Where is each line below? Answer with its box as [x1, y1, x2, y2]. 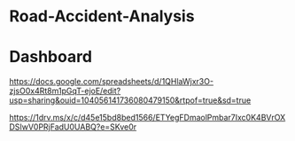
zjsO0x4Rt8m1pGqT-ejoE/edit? [9, 86, 121, 97]
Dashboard [9, 47, 93, 67]
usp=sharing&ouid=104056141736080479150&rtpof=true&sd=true [9, 95, 252, 106]
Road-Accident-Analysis [9, 6, 195, 27]
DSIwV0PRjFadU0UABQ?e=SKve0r [9, 121, 137, 132]
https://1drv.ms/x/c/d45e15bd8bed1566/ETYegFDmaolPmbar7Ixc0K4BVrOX [9, 113, 286, 123]
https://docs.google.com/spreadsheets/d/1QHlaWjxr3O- [9, 76, 214, 87]
